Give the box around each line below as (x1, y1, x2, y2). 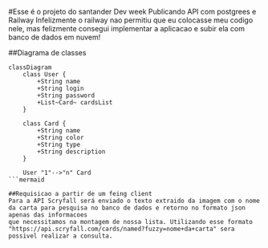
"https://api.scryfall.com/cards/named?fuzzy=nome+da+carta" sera (8, 225, 235, 233)
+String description (37, 148, 106, 156)
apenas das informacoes (8, 211, 88, 219)
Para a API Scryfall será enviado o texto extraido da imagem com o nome (8, 197, 261, 205)
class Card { (22, 120, 67, 128)
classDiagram (8, 63, 52, 71)
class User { (22, 71, 67, 79)
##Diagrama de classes (8, 48, 87, 57)
